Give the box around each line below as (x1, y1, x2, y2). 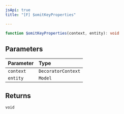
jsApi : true (5, 7, 30, 13)
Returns (5, 91, 32, 100)
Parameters (5, 44, 43, 53)
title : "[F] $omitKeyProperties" (5, 12, 76, 17)
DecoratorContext (38, 68, 80, 74)
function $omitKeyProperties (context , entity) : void (5, 31, 119, 36)
